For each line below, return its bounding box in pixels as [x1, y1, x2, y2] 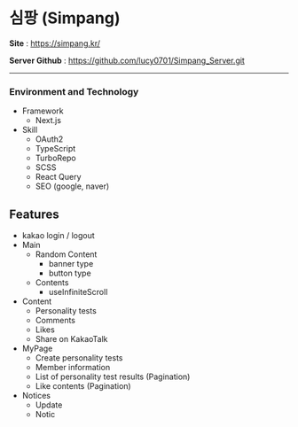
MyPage [21, 343, 53, 354]
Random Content [35, 249, 98, 260]
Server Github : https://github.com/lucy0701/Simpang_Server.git [9, 55, 246, 66]
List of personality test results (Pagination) [35, 371, 191, 382]
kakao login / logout [21, 230, 95, 241]
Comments [35, 315, 76, 326]
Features [9, 206, 59, 221]
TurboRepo [35, 152, 77, 164]
